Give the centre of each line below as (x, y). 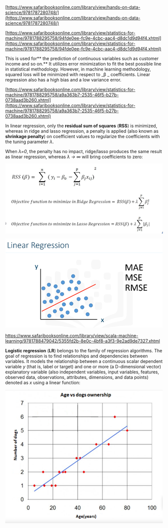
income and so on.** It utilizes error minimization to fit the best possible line (83, 64)
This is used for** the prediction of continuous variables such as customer (82, 59)
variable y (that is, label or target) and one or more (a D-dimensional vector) (83, 366)
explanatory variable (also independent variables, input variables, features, (82, 372)
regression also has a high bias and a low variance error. (63, 80)
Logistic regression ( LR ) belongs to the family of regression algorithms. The (84, 350)
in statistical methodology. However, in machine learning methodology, (78, 69)
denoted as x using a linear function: (43, 382)
